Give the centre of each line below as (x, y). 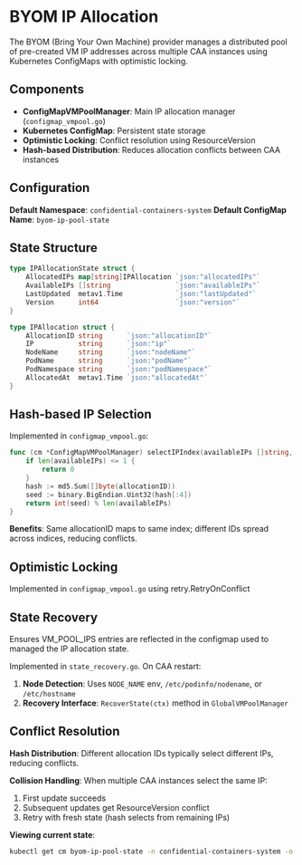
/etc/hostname (49, 695)
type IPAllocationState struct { (72, 269)
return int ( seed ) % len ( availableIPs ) (99, 503)
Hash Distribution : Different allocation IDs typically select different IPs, (142, 753)
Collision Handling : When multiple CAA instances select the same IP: (139, 780)
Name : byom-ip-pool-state (60, 219)
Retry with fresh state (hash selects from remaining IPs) (126, 817)
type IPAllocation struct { (62, 327)
